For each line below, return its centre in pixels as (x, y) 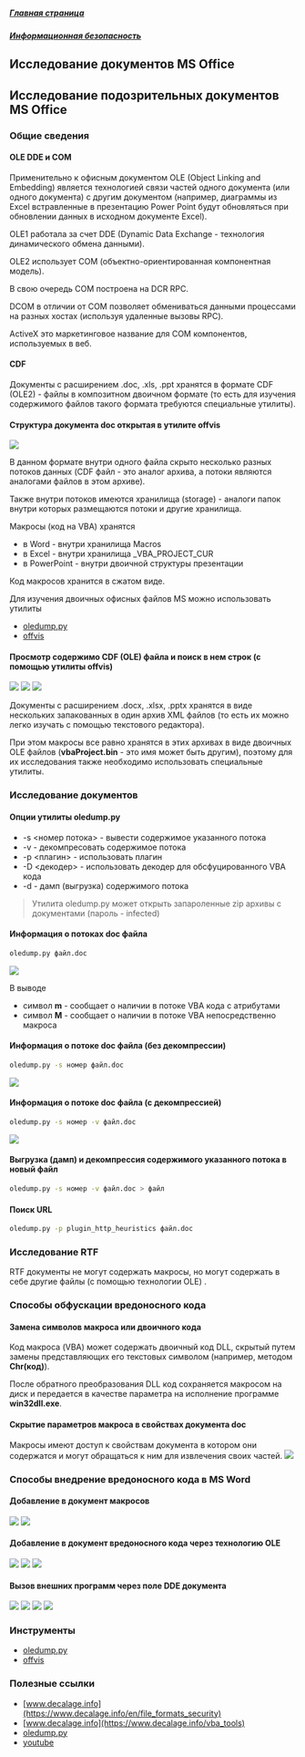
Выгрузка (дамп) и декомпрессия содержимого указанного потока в (148, 1160)
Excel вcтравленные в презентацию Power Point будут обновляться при (149, 206)
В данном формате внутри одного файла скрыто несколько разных (141, 462)
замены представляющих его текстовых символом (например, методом (151, 1357)
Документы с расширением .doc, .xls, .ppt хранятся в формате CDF (142, 385)
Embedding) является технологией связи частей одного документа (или (149, 187)
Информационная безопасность (76, 36)
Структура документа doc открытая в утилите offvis (115, 425)
